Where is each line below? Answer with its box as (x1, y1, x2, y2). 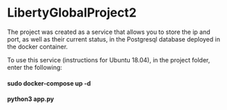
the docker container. (7, 42, 68, 51)
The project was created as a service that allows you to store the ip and (7, 28, 210, 36)
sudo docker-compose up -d (7, 79, 91, 87)
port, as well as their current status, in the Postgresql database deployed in (7, 35, 221, 43)
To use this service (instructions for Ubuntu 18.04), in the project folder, (7, 55, 210, 64)
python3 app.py (7, 95, 55, 103)
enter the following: (7, 63, 63, 71)
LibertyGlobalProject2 (7, 5, 137, 21)
